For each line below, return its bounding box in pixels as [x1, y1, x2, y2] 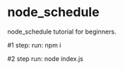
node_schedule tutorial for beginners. [7, 27, 117, 36]
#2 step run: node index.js [7, 54, 83, 63]
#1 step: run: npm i [7, 41, 61, 49]
